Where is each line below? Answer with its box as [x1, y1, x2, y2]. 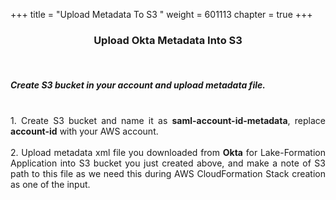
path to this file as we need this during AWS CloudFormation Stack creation [10, 168, 326, 180]
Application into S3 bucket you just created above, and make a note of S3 [10, 157, 326, 169]
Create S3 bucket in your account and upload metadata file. [10, 79, 266, 91]
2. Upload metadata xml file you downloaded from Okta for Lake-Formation [10, 147, 326, 159]
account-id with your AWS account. [10, 125, 159, 138]
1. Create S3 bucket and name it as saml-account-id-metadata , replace [10, 115, 326, 127]
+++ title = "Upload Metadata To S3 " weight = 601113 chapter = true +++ [10, 9, 313, 20]
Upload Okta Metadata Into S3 [93, 33, 243, 47]
